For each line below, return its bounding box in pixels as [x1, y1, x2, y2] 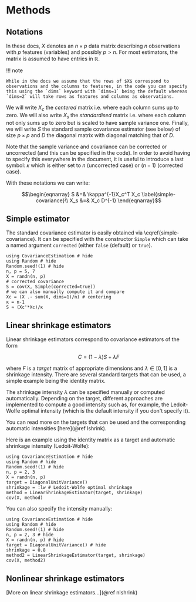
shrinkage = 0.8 [6, 547, 46, 553]
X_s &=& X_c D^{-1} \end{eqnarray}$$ [69, 197, 162, 204]
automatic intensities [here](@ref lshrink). [6, 425, 107, 432]
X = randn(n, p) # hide [6, 537, 65, 543]
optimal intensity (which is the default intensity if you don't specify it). [21, 407, 190, 414]
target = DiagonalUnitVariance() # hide [6, 542, 107, 548]
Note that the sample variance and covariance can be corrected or [6, 143, 167, 150]
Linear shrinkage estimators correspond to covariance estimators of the [6, 336, 180, 343]
